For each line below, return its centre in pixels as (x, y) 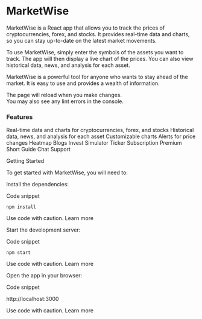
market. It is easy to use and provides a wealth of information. (83, 83)
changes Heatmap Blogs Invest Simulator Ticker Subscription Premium (94, 143)
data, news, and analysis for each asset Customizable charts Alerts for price (101, 136)
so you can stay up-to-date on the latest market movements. (81, 40)
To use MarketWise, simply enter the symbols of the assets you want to (95, 52)
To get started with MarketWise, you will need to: (67, 172)
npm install (21, 207)
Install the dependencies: (38, 185)
